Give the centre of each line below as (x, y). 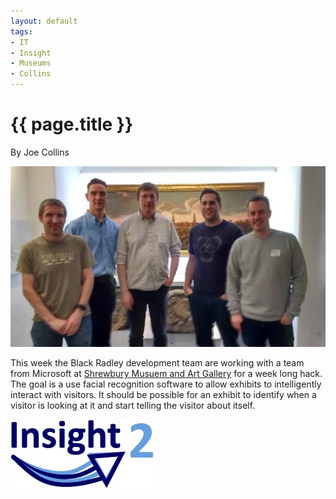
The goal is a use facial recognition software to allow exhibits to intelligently (166, 384)
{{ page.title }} (72, 124)
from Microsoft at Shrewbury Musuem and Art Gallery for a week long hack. (166, 374)
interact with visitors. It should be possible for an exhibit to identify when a (163, 395)
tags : (21, 31)
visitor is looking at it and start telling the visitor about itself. (133, 406)
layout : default (44, 21)
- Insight (31, 53)
